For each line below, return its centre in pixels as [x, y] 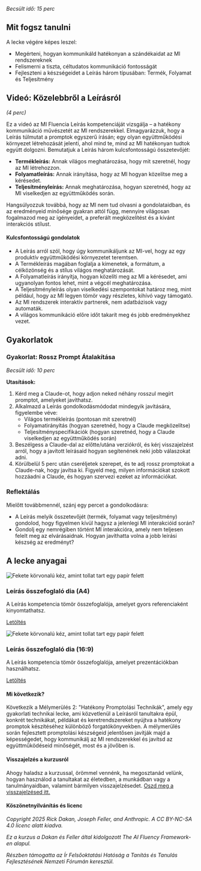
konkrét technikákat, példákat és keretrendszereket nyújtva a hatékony [94, 720]
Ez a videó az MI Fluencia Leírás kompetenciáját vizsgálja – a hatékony [94, 124]
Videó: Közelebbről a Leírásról [64, 98]
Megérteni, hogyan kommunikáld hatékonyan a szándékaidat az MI [97, 53]
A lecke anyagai [37, 561]
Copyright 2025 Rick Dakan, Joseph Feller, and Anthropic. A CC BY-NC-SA [99, 819]
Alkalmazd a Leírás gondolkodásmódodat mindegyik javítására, [93, 406]
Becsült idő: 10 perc [31, 370]
